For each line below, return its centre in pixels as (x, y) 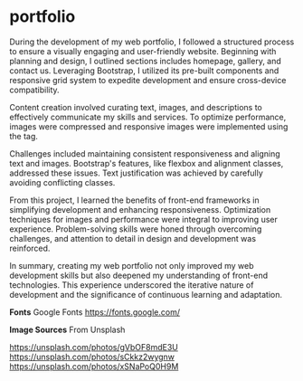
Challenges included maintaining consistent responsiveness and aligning (145, 153)
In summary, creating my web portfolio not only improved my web (132, 265)
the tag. (24, 136)
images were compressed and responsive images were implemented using (149, 126)
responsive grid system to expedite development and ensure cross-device (148, 80)
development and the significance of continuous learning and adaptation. (146, 294)
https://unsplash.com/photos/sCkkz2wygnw (92, 357)
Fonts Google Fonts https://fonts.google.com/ (95, 312)
